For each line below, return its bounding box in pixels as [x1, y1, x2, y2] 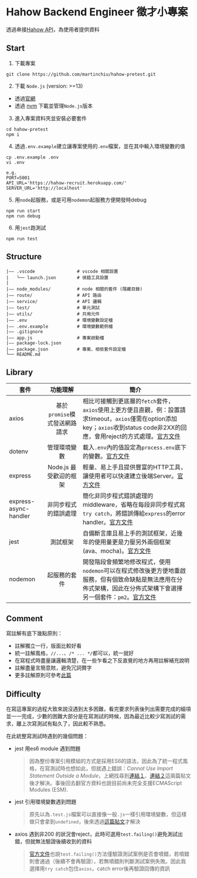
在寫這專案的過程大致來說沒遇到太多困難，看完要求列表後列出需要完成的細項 [6, 705, 191, 712]
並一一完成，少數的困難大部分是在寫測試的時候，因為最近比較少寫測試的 [6, 713, 181, 719]
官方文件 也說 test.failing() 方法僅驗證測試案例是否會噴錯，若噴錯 [29, 850, 189, 857]
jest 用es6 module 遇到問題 [14, 745, 81, 752]
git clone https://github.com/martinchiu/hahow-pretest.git [6, 71, 157, 77]
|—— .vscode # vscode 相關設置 [6, 268, 118, 274]
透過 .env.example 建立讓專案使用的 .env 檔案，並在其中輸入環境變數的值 [14, 142, 186, 150]
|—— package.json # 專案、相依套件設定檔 [6, 346, 126, 352]
